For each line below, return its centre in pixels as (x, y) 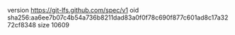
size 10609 (53, 25)
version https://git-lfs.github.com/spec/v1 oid (73, 10)
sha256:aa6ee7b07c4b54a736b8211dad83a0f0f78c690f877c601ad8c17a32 (118, 17)
